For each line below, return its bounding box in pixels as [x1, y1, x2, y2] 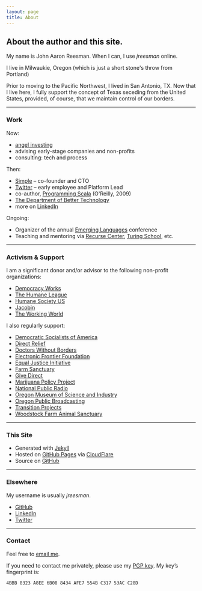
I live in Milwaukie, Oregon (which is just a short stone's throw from [6, 64, 173, 72]
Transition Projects [14, 403, 62, 411]
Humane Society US [14, 297, 65, 304]
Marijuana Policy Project [14, 378, 75, 385]
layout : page [6, 8, 39, 15]
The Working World [14, 310, 63, 317]
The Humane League [14, 291, 67, 298]
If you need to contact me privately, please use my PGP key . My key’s [6, 562, 179, 569]
